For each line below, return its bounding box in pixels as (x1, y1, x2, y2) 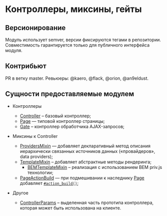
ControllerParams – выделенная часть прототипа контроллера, (19, 199, 154, 205)
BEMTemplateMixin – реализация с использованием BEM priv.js (27, 164, 162, 170)
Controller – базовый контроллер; (19, 113, 91, 119)
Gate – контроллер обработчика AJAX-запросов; (19, 123, 125, 129)
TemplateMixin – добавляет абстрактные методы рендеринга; (19, 159, 151, 165)
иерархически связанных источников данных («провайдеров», (19, 148, 155, 154)
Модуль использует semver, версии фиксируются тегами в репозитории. (5, 37, 161, 43)
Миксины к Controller (12, 133, 58, 139)
